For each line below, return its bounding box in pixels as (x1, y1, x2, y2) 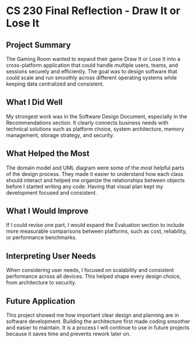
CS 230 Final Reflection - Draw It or (6, 4, 180, 18)
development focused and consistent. (6, 189, 98, 196)
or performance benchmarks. (6, 234, 77, 241)
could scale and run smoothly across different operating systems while (6, 74, 177, 81)
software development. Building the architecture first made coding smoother (6, 318, 191, 325)
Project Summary (6, 40, 71, 50)
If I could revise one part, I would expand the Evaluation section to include (6, 222, 184, 229)
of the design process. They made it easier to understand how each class (6, 170, 183, 177)
